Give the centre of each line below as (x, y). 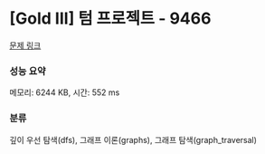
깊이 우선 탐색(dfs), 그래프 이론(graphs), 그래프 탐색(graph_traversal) (133, 140)
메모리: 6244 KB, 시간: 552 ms (65, 92)
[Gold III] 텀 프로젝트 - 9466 (110, 19)
